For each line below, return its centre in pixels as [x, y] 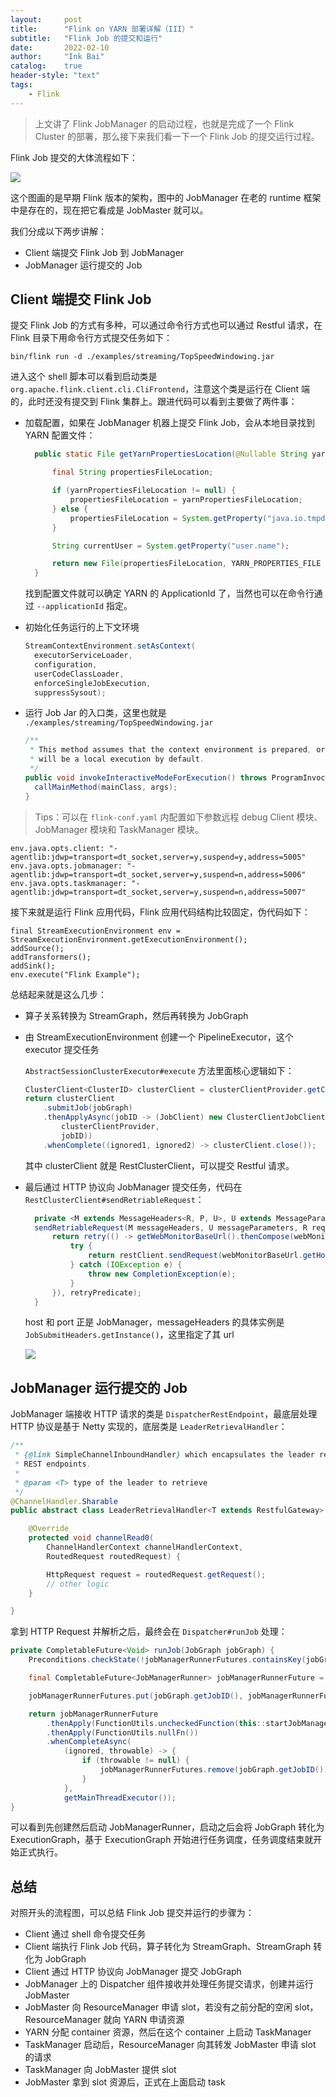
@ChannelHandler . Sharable [64, 1501]
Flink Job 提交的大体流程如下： [74, 157]
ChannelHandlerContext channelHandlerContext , [145, 1547]
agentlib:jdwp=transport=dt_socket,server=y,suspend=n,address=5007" [158, 892]
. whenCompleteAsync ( [89, 1742]
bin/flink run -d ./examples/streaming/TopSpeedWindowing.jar [142, 357]
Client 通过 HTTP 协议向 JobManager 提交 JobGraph [133, 1972]
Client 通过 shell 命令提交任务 [85, 1934]
